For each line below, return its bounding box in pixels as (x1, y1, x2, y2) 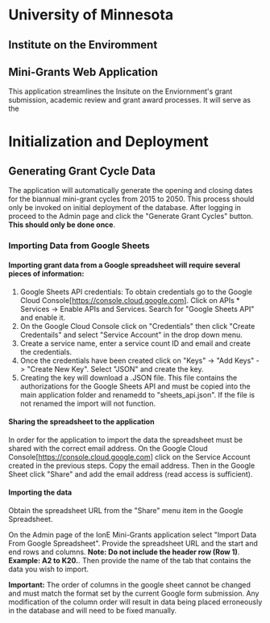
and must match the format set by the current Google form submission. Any (8, 588, 260, 598)
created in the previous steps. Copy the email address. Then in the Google (8, 461, 255, 470)
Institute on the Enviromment (8, 38, 158, 52)
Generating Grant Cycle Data (8, 164, 156, 178)
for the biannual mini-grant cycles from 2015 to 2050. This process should (8, 194, 255, 204)
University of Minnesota (8, 6, 174, 24)
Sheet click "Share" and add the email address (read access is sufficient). (8, 469, 253, 478)
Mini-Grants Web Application (8, 65, 159, 78)
